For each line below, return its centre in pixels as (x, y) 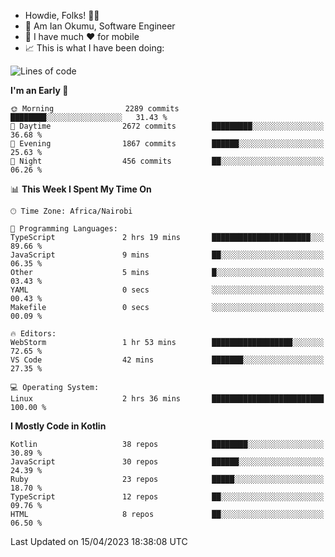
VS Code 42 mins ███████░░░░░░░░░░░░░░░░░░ (167, 360)
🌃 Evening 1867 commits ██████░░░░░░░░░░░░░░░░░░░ (167, 144)
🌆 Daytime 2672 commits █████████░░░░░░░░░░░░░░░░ (167, 126)
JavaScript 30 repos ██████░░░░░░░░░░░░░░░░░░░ (167, 462)
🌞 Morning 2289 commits (95, 109)
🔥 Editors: (33, 334)
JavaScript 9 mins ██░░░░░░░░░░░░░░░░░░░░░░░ (167, 255)
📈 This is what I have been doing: (94, 48)
